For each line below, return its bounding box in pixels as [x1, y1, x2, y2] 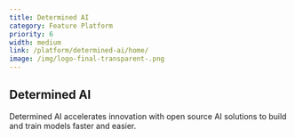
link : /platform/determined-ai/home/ [9, 46, 149, 55]
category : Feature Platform [9, 21, 114, 30]
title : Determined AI [9, 12, 90, 22]
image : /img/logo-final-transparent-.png [9, 54, 165, 63]
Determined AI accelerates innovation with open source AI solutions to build [9, 110, 287, 121]
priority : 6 [9, 29, 53, 38]
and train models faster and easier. [9, 120, 137, 131]
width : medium [9, 37, 62, 47]
